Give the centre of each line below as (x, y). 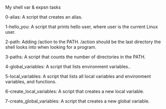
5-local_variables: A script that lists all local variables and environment (78, 76)
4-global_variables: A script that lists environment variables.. (68, 67)
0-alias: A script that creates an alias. (44, 17)
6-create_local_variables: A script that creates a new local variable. (75, 91)
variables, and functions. (31, 82)
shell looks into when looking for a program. (51, 47)
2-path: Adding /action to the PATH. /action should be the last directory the (83, 42)
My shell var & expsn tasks (33, 7)
